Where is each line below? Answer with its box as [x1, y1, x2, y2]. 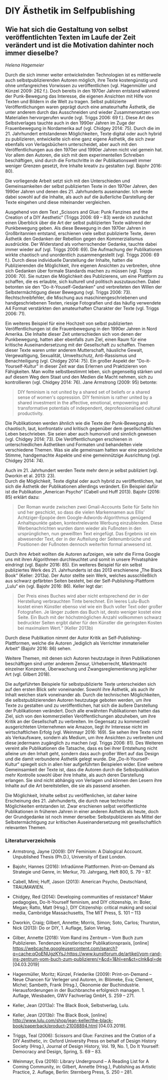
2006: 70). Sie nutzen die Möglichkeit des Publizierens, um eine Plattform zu [5, 273, 163, 279]
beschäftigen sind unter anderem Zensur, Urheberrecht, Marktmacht [5, 661, 147, 667]
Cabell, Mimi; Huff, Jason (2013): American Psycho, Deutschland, [12, 879, 148, 885]
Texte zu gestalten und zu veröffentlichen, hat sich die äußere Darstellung [5, 702, 158, 708]
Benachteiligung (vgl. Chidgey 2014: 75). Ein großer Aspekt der [5, 358, 135, 364]
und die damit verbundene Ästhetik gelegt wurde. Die [5, 756, 116, 762]
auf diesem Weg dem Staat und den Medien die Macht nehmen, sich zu [5, 374, 153, 380]
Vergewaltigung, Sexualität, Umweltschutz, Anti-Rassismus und [5, 352, 136, 358]
